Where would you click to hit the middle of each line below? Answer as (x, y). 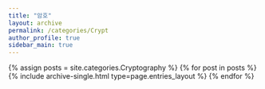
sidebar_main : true (41, 45)
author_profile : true (44, 38)
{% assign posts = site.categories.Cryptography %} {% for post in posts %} (132, 68)
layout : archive (35, 23)
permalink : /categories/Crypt (59, 30)
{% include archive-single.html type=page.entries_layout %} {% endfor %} (131, 76)
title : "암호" (30, 15)
